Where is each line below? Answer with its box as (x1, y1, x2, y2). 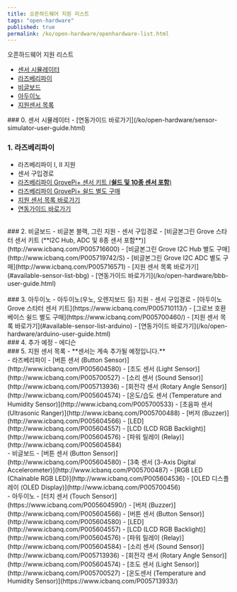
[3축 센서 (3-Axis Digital (127, 458, 196, 466)
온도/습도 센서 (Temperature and (129, 390, 221, 400)
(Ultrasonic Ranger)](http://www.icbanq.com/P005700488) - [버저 (7, 408, 200, 417)
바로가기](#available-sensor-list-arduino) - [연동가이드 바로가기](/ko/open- (14, 321, 228, 330)
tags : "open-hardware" (7, 17, 74, 24)
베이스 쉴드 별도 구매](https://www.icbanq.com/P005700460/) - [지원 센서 (7, 313, 219, 321)
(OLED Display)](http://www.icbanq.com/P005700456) (20, 482, 181, 492)
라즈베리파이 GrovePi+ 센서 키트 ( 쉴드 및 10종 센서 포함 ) (17, 178, 172, 186)
